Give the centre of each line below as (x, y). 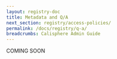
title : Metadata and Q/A (37, 17)
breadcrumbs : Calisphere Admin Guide (53, 34)
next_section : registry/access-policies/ (59, 23)
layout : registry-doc (33, 12)
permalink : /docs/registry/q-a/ (46, 28)
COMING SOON (26, 51)
